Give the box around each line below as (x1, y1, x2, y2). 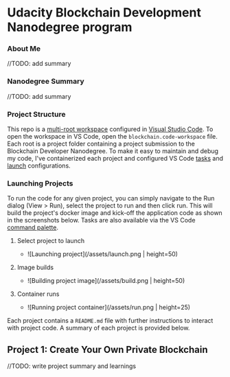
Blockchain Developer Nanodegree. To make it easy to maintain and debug (7, 147, 218, 155)
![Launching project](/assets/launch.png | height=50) (27, 250, 179, 258)
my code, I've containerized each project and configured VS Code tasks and (7, 155, 224, 163)
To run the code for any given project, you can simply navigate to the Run (7, 194, 215, 203)
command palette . (7, 223, 58, 231)
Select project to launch (16, 237, 84, 245)
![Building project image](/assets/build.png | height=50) (27, 277, 185, 285)
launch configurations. (7, 161, 71, 170)
